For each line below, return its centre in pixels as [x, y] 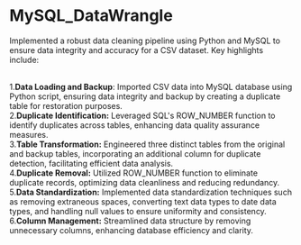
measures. [29, 134]
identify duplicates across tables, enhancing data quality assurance [135, 125]
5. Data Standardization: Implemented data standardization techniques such [151, 192]
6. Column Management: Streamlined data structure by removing [130, 221]
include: [24, 59]
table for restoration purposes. [66, 105]
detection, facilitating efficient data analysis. [91, 163]
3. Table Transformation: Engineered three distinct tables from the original [147, 144]
